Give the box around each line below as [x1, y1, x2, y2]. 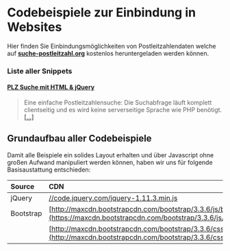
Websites [7, 19, 62, 35]
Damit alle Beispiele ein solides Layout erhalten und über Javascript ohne [7, 150, 214, 159]
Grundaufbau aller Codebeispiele [7, 133, 152, 144]
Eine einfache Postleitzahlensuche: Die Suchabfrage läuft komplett [23, 98, 212, 107]
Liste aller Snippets [7, 66, 73, 76]
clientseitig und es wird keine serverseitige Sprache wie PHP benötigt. [23, 106, 222, 114]
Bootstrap [10, 209, 42, 218]
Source [10, 181, 35, 191]
